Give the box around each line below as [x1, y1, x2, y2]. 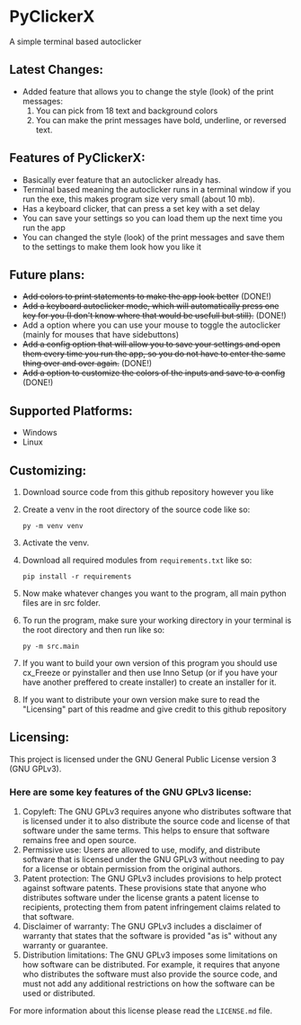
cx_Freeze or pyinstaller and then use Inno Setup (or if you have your [22, 668, 279, 678]
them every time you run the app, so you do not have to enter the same [22, 348, 286, 359]
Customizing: [9, 463, 87, 478]
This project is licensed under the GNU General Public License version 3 [9, 753, 277, 764]
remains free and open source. [22, 835, 137, 846]
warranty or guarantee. [22, 940, 109, 951]
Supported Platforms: [9, 403, 133, 418]
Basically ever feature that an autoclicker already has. [22, 174, 222, 185]
